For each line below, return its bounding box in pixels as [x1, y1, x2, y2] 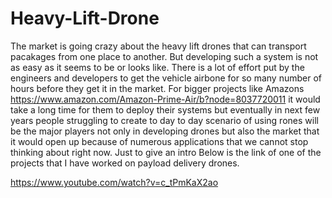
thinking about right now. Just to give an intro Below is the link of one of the [10, 146, 322, 158]
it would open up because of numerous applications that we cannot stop [10, 135, 309, 147]
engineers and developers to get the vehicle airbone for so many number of [10, 72, 322, 84]
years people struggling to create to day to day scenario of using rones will [10, 114, 319, 126]
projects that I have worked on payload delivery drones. [10, 157, 240, 169]
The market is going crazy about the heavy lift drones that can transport [10, 40, 307, 52]
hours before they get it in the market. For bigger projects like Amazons [10, 82, 305, 94]
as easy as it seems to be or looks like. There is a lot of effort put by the [10, 61, 305, 73]
